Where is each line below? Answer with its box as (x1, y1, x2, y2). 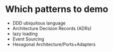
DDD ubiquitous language (12, 20, 66, 26)
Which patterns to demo (5, 3, 108, 15)
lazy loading (12, 30, 38, 36)
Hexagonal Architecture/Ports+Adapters (12, 41, 96, 47)
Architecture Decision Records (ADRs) (12, 25, 92, 31)
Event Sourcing (12, 36, 44, 42)
